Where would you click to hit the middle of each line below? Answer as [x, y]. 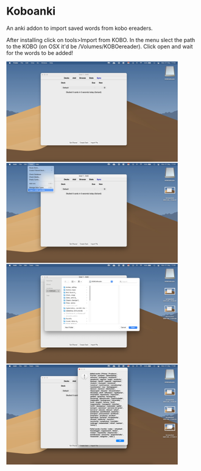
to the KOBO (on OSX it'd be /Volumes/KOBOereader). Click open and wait [100, 46]
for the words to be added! [40, 52]
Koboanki [31, 11]
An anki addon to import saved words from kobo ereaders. [80, 28]
